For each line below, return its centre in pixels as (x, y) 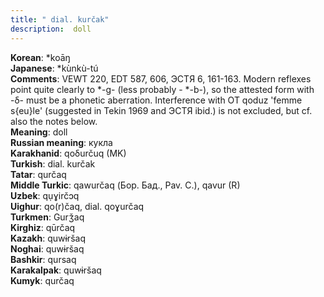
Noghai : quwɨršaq (47, 248)
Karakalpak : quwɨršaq (56, 270)
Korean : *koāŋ (40, 57)
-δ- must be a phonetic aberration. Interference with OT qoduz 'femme (156, 100)
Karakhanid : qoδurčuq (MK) (68, 153)
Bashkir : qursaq (43, 259)
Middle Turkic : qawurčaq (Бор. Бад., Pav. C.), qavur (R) (125, 185)
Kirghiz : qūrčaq (43, 227)
